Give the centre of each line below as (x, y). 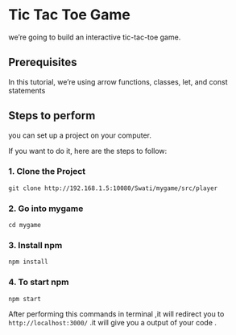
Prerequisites (43, 62)
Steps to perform (52, 116)
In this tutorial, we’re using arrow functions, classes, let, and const (118, 81)
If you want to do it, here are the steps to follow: (88, 151)
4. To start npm (39, 282)
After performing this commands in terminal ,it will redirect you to (116, 314)
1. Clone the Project (47, 172)
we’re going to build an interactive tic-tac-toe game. (95, 37)
